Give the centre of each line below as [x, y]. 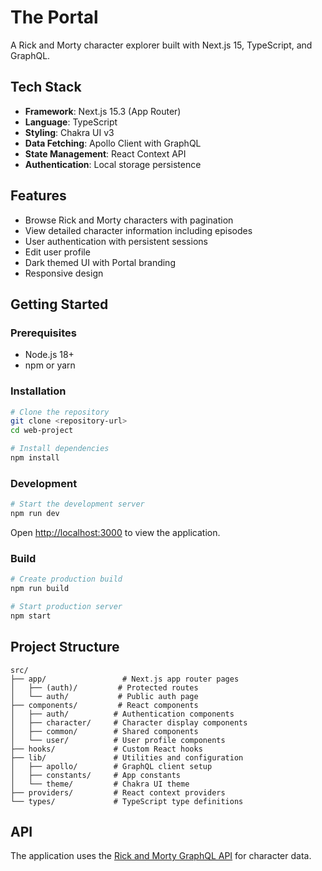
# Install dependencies [60, 449]
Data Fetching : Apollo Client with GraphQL [113, 143]
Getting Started [59, 304]
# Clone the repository [60, 412]
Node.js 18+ [49, 355]
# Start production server [66, 607]
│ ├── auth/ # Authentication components [122, 714]
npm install [35, 458]
